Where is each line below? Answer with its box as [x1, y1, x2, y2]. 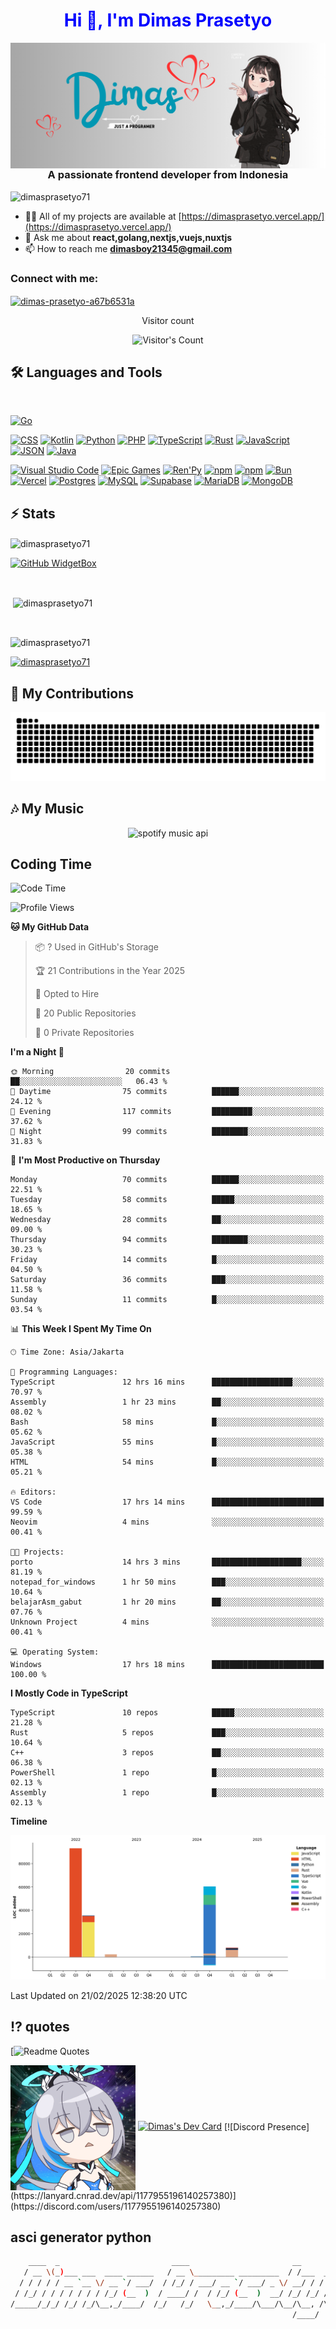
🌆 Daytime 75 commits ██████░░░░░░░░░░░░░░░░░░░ [10, 1087, 325, 1097]
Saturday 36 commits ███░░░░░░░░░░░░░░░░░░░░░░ [10, 1275, 325, 1285]
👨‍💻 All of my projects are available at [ [24, 210, 182, 222]
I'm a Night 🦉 [10, 1046, 65, 1058]
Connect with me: [10, 271, 99, 285]
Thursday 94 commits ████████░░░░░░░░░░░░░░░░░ [10, 1235, 325, 1245]
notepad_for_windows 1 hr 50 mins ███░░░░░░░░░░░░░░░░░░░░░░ [10, 1577, 325, 1588]
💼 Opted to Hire [34, 988, 100, 1000]
